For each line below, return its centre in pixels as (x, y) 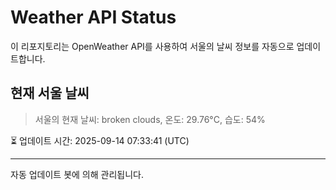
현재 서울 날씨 (50, 93)
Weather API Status (93, 17)
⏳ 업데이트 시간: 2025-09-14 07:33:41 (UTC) (100, 140)
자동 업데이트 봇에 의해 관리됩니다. (77, 174)
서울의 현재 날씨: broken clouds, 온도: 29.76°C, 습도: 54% (150, 119)
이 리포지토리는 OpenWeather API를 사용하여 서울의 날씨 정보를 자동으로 (152, 46)
